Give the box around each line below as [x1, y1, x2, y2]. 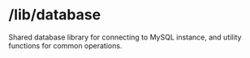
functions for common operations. [8, 40, 123, 50]
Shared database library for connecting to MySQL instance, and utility [8, 32, 242, 42]
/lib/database [8, 6, 101, 24]
